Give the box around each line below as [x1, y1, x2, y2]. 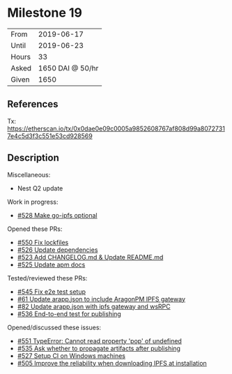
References [7, 98, 59, 110]
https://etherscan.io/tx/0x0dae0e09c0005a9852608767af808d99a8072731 [7, 124, 225, 133]
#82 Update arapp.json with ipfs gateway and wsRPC [17, 302, 171, 311]
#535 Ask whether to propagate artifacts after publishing [17, 344, 181, 352]
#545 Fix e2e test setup [17, 287, 86, 296]
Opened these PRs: [7, 225, 63, 233]
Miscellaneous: [7, 170, 51, 179]
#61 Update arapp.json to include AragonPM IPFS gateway [17, 294, 186, 303]
